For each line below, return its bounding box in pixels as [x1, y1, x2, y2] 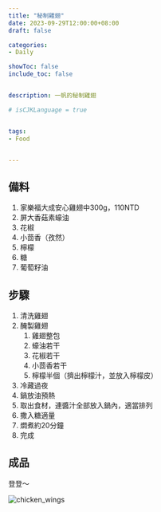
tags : [8, 127, 26, 136]
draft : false [8, 26, 52, 34]
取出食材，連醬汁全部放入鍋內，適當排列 [19, 400, 153, 410]
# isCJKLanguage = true [8, 105, 88, 114]
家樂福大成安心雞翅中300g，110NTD [19, 203, 139, 212]
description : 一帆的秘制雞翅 [8, 92, 97, 100]
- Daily [8, 49, 34, 57]
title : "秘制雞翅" [8, 11, 65, 20]
